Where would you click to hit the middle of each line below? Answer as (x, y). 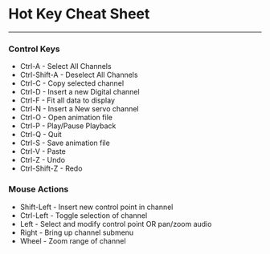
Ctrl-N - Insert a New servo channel (79, 109)
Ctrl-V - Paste (43, 151)
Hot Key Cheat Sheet (79, 14)
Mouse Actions (39, 189)
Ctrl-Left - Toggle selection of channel (84, 215)
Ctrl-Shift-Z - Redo (51, 168)
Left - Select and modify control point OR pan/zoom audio (116, 224)
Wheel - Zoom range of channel (73, 240)
